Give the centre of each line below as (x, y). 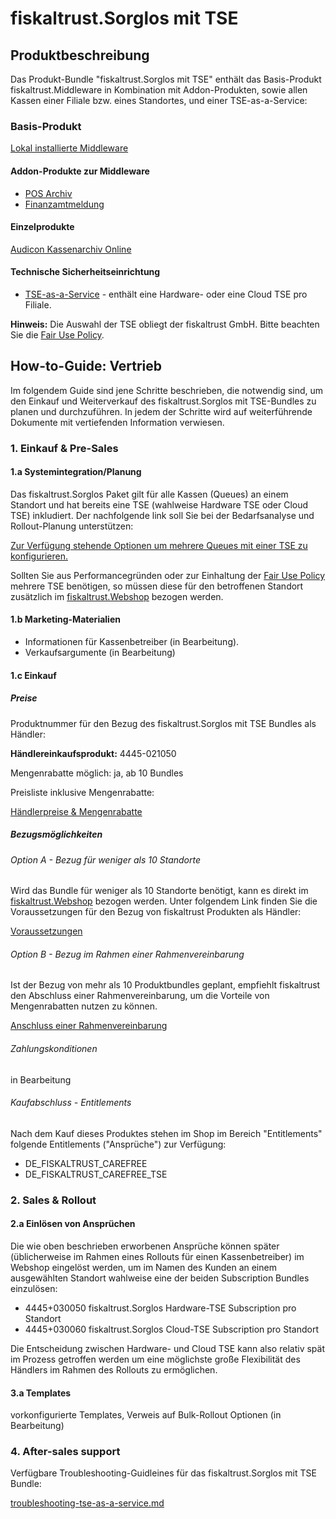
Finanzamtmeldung (64, 204)
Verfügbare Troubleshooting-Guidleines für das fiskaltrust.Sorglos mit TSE (163, 1473)
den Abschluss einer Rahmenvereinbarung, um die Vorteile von (140, 996)
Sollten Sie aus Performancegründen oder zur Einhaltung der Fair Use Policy (168, 575)
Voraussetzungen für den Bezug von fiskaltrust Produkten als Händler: (156, 912)
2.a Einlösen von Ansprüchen (73, 1224)
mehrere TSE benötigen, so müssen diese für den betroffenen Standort (157, 586)
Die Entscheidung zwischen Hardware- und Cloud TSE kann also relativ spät (167, 1348)
